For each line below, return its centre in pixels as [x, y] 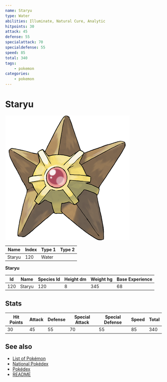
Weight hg [102, 279]
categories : [17, 74]
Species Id [49, 279]
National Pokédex [30, 364]
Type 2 [67, 250]
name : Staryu [19, 10]
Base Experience [134, 279]
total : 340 [16, 58]
